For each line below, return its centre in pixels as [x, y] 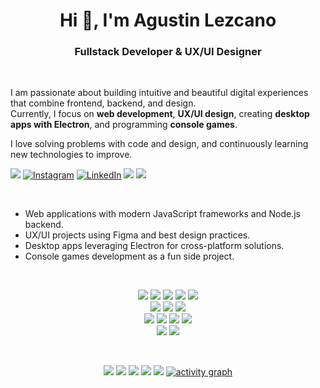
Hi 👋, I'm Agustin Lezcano [168, 20]
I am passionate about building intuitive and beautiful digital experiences [159, 93]
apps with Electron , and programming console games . [124, 125]
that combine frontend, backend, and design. [103, 103]
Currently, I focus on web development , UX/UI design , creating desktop [160, 114]
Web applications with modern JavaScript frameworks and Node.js [162, 214]
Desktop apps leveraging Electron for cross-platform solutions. [154, 246]
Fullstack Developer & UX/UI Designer [168, 52]
